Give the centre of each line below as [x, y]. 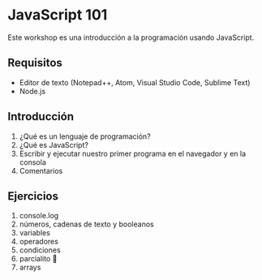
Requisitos [35, 63]
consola [32, 162]
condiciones [40, 250]
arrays [30, 267]
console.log [39, 216]
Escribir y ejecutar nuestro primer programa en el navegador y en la [133, 153]
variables [34, 233]
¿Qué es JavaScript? [54, 144]
